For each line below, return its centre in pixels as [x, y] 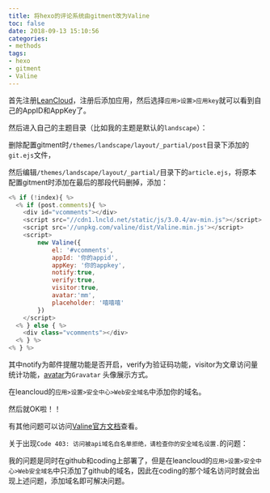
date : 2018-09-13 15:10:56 [54, 31]
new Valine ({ [59, 242]
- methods [25, 46]
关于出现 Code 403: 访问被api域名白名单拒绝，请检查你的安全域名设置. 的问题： [128, 443]
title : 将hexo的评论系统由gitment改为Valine [79, 16]
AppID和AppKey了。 [57, 110]
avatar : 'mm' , [73, 295]
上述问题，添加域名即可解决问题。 [72, 481]
